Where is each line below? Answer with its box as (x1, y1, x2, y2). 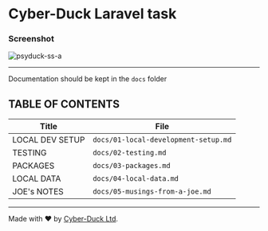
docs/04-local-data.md (93, 174, 179, 183)
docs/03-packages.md (93, 161, 171, 170)
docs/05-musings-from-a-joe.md (93, 187, 211, 196)
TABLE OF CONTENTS (8, 97, 120, 111)
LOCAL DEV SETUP (12, 135, 85, 146)
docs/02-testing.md (93, 148, 167, 158)
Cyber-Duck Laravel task (8, 5, 177, 23)
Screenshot (8, 33, 54, 45)
